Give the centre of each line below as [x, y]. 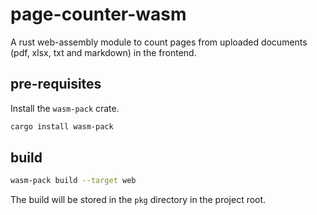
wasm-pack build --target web [73, 181]
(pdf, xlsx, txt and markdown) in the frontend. [103, 52]
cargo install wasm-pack [62, 126]
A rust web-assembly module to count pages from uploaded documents [159, 42]
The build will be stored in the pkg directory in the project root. [138, 200]
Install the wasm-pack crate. [65, 108]
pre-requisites [56, 84]
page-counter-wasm [98, 14]
